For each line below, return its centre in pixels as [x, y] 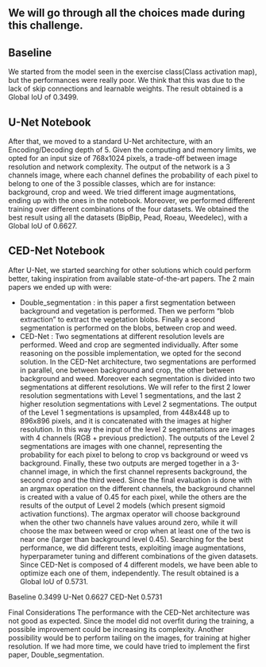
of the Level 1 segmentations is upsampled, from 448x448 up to [125, 412]
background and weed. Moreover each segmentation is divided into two [137, 378]
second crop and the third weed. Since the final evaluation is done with [136, 480]
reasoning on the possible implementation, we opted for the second [131, 353]
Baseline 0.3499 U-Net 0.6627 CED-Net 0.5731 [85, 597]
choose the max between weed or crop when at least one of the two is [135, 530]
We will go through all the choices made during [127, 13]
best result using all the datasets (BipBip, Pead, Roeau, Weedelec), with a [128, 217]
